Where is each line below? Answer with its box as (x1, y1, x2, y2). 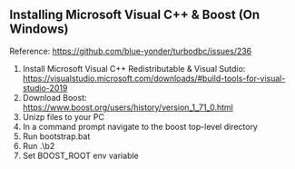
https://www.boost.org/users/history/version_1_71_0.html (22, 102, 233, 113)
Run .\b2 (22, 140, 55, 151)
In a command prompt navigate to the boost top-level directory (22, 121, 259, 132)
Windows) (9, 22, 69, 37)
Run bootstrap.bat (22, 131, 91, 142)
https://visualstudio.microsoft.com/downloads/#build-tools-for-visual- (22, 73, 286, 84)
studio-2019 (22, 82, 68, 94)
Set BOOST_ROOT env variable (22, 150, 139, 161)
